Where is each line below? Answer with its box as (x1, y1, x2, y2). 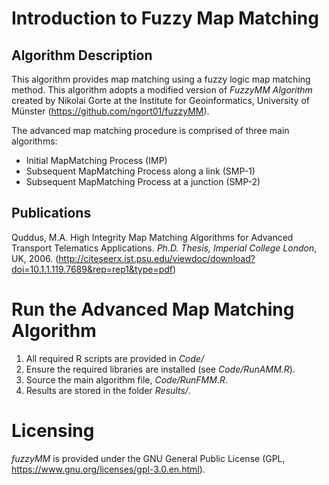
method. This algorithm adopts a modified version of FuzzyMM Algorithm (11, 84, 313, 96)
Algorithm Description (11, 47, 153, 64)
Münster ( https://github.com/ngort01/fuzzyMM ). (11, 105, 210, 117)
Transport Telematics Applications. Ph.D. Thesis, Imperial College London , (11, 242, 318, 254)
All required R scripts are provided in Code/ (25, 352, 204, 364)
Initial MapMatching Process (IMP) (25, 155, 168, 166)
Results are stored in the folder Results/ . (25, 384, 191, 396)
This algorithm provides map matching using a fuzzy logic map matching (11, 73, 311, 85)
